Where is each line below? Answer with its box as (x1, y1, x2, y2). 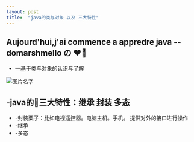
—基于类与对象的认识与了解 (14, 65, 84, 73)
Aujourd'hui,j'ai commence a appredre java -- (6, 37, 182, 47)
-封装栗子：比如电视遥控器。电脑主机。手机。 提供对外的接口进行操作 (14, 114, 189, 121)
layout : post (6, 8, 39, 15)
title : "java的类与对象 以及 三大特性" (6, 15, 99, 21)
